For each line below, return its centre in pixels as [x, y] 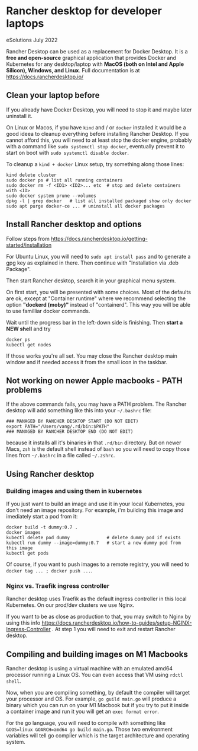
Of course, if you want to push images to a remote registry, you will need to [98, 564]
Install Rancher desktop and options [74, 225]
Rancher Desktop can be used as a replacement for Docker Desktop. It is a [97, 51]
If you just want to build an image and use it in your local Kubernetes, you [95, 504]
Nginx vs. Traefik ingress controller [58, 585]
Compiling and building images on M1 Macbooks [97, 654]
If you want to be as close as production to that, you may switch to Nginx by [98, 617]
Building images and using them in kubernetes [74, 491]
